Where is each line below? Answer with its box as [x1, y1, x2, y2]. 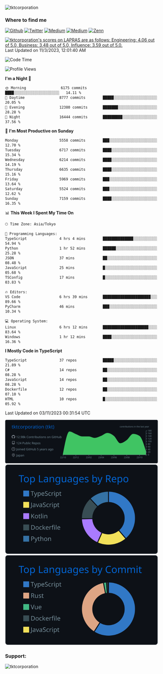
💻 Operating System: [5, 319, 49, 324]
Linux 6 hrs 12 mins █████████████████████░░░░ [5, 325, 158, 330]
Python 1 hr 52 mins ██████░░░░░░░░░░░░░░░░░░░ [5, 246, 158, 251]
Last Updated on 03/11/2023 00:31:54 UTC [5, 410, 91, 416]
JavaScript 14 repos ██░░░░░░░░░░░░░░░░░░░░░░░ [5, 378, 158, 382]
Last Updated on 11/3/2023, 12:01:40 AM [5, 48, 86, 53]
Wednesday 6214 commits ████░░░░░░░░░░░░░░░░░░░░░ [5, 158, 158, 163]
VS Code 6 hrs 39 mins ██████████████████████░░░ [5, 295, 158, 299]
